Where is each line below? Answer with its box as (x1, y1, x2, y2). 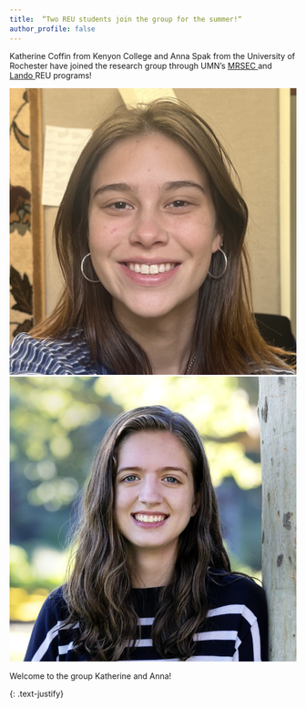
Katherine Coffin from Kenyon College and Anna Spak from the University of (9, 50, 296, 61)
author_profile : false (9, 24, 96, 34)
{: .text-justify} (9, 688, 64, 699)
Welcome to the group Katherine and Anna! (9, 670, 172, 682)
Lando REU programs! (9, 69, 93, 81)
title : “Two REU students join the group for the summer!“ (9, 15, 243, 24)
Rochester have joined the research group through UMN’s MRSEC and (9, 60, 273, 71)
